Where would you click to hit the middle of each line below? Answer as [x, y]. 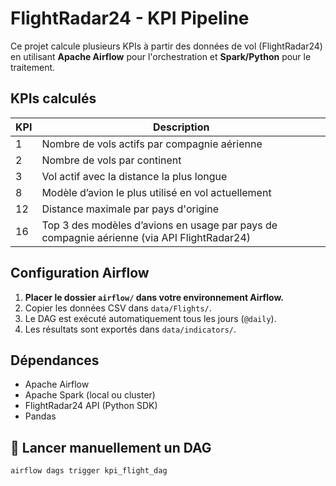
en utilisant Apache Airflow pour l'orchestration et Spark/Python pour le [161, 56]
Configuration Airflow [80, 273]
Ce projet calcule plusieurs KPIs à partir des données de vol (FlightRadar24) [166, 46]
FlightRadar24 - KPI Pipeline [130, 18]
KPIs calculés [53, 98]
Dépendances [55, 360]
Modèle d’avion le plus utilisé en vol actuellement [156, 192]
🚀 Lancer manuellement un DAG [111, 447]
